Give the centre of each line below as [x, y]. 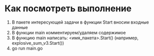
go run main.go [27, 48]
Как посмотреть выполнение [68, 9]
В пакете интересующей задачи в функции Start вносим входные [80, 22]
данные [20, 27]
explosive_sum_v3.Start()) [38, 43]
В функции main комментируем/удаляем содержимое [69, 32]
